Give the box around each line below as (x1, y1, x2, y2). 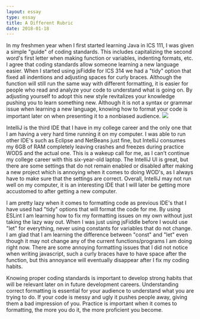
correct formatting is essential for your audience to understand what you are (6, 287, 194, 294)
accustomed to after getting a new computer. (6, 188, 118, 195)
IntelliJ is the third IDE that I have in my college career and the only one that (6, 124, 192, 132)
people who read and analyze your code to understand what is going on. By (6, 86, 193, 93)
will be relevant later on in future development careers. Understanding (6, 281, 179, 288)
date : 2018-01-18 (6, 25, 50, 32)
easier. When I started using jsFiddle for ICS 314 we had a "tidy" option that (6, 67, 192, 75)
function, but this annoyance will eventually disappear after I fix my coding (6, 257, 189, 264)
